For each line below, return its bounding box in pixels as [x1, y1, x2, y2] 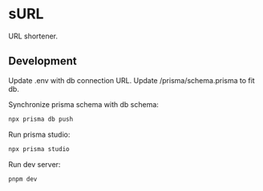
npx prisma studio [8, 145, 70, 153]
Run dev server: [8, 159, 61, 169]
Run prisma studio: [8, 129, 71, 139]
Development [8, 54, 78, 68]
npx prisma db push [8, 115, 74, 123]
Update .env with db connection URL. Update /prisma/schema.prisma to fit [8, 75, 255, 85]
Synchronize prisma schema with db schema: [8, 99, 159, 109]
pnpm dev [8, 175, 38, 183]
